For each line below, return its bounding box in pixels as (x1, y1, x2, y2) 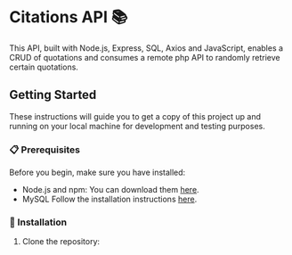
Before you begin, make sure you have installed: (9, 167, 186, 178)
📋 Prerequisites (9, 144, 80, 156)
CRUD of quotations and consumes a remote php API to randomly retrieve (9, 52, 280, 62)
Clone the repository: (21, 236, 101, 247)
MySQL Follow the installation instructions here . (21, 193, 198, 205)
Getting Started (9, 87, 97, 103)
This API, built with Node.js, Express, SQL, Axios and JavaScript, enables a (9, 42, 283, 53)
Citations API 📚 (9, 7, 128, 28)
